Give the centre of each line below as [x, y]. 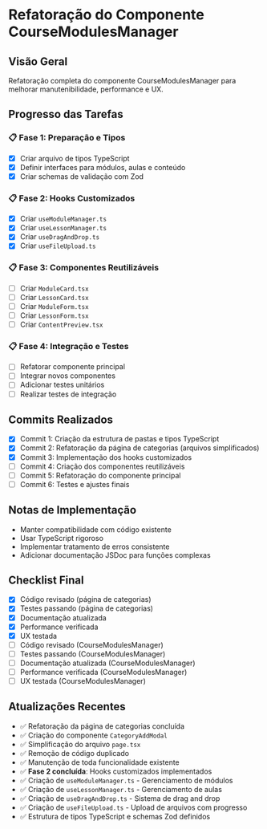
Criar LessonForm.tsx [55, 315]
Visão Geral [38, 61]
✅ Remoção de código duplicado [75, 753]
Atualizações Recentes [67, 707]
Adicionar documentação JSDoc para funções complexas [115, 555]
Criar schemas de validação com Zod [82, 176]
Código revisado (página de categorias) [85, 599]
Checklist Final [46, 580]
